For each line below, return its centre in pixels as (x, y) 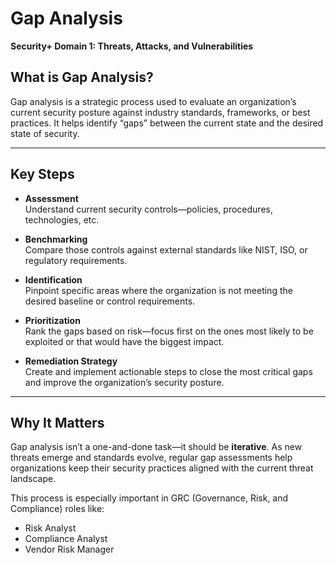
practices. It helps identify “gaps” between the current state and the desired (167, 123)
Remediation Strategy (71, 361)
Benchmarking (56, 239)
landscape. (33, 479)
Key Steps (42, 174)
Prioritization (52, 320)
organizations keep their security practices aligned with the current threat (162, 468)
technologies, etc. (62, 219)
